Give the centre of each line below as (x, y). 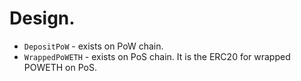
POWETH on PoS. (60, 67)
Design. (42, 18)
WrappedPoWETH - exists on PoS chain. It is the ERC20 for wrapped (157, 56)
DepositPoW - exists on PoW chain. (93, 46)
